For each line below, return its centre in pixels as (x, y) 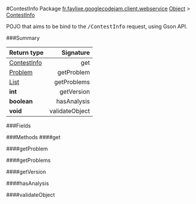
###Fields (18, 125)
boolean (21, 101)
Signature (76, 53)
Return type (27, 53)
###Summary (23, 38)
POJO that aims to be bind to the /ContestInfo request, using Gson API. (97, 26)
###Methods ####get (33, 137)
